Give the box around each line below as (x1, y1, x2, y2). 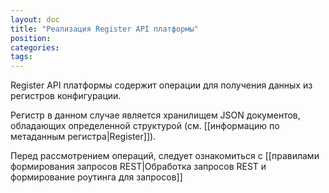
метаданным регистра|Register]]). (10, 131, 157, 143)
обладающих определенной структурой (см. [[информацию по (10, 120, 280, 132)
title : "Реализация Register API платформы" (10, 24, 199, 34)
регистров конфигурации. (10, 90, 122, 102)
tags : (10, 52, 33, 62)
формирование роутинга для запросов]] (10, 171, 183, 183)
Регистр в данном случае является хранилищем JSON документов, (10, 109, 301, 121)
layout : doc (10, 14, 60, 25)
